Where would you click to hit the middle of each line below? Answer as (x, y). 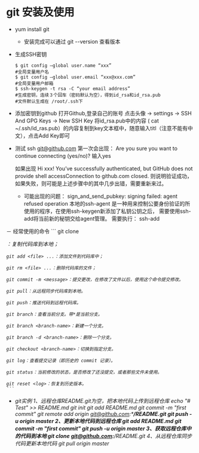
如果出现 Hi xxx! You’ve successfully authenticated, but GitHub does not (104, 169)
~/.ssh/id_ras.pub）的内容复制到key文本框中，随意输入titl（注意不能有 (101, 128)
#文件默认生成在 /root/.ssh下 (49, 101)
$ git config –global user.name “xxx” (63, 65)
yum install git (32, 29)
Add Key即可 (54, 136)
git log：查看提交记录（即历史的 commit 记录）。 (61, 360)
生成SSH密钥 (31, 54)
